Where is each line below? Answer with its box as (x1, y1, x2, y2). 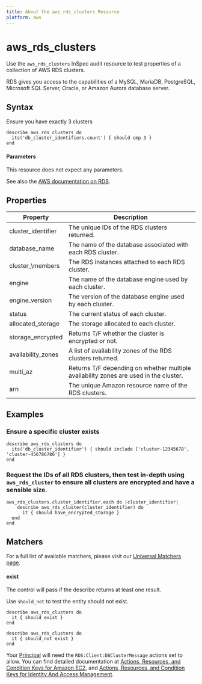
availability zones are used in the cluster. (68, 371, 183, 380)
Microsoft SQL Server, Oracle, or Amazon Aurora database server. (6, 85, 170, 92)
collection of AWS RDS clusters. (6, 67, 85, 74)
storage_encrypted (9, 333, 63, 342)
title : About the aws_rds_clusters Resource (6, 8, 120, 15)
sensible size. (6, 485, 47, 494)
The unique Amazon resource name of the (68, 381, 188, 390)
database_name (9, 244, 55, 253)
